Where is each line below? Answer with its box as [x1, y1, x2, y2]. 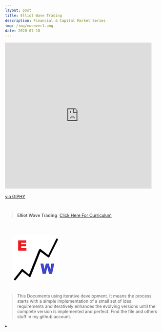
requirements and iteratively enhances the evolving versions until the [17, 303, 156, 309]
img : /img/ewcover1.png [5, 23, 54, 28]
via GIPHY [5, 194, 26, 200]
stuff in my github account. [17, 314, 72, 320]
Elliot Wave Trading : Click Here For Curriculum [17, 212, 112, 219]
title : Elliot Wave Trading [5, 13, 62, 18]
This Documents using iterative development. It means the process [17, 293, 152, 299]
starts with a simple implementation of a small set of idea [17, 298, 132, 304]
